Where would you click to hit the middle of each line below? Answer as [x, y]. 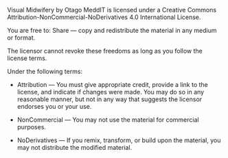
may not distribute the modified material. [75, 147]
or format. [21, 38]
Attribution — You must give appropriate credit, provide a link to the [112, 84]
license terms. [27, 58]
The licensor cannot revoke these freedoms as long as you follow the [105, 51]
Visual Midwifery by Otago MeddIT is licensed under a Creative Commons [112, 10]
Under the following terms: [45, 71]
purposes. [32, 127]
